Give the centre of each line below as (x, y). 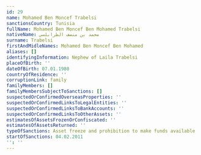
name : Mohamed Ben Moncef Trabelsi (52, 18)
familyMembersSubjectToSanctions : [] (54, 92)
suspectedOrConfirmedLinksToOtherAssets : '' (64, 114)
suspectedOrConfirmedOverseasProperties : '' (64, 97)
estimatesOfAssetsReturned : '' (46, 126)
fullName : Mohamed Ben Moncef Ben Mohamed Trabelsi (73, 29)
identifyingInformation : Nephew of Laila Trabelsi (72, 57)
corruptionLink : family (37, 80)
